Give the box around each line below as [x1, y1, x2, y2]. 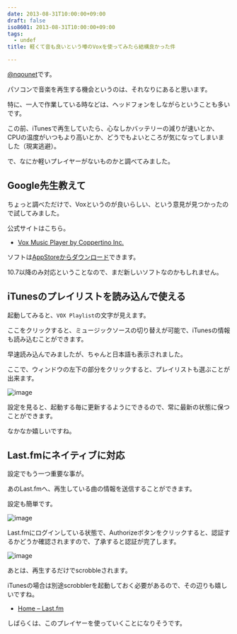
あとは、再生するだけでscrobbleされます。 [7, 566, 132, 575]
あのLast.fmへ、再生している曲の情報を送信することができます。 [7, 484, 196, 493]
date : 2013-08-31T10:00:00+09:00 [7, 10, 106, 18]
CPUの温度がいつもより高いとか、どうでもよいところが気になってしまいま [7, 133, 225, 141]
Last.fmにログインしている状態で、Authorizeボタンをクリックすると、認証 [7, 528, 224, 537]
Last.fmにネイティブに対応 [7, 449, 125, 461]
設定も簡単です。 [7, 500, 57, 508]
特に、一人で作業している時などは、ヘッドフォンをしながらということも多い [7, 100, 231, 109]
